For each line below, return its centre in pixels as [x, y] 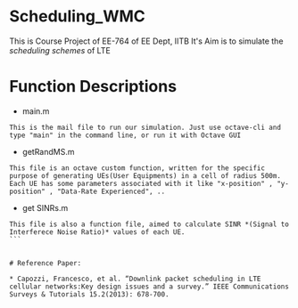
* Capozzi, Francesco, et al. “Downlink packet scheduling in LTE [135, 279]
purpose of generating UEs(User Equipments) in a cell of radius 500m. [145, 175]
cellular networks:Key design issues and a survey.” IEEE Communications [149, 287]
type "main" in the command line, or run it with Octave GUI [125, 135]
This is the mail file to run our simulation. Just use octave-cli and [145, 127]
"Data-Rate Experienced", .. [111, 191]
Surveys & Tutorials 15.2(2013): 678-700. [89, 294]
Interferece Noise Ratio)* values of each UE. [97, 232]
